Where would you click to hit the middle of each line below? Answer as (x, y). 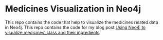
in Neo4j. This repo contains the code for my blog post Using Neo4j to (75, 27)
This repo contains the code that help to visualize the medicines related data (81, 22)
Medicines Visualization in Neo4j (73, 9)
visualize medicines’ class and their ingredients (52, 32)
